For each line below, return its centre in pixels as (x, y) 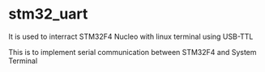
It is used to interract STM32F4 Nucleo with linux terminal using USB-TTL (131, 36)
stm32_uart (48, 14)
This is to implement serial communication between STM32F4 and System (132, 52)
